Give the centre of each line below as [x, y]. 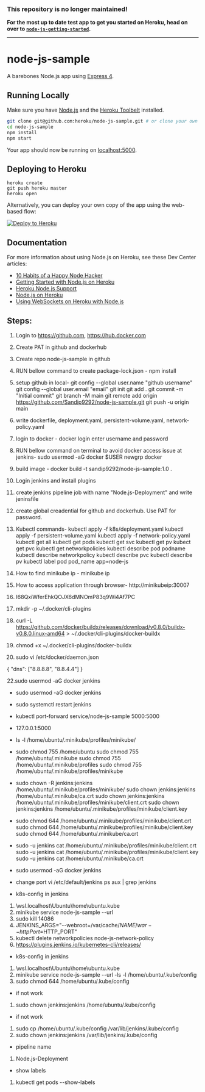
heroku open [22, 194]
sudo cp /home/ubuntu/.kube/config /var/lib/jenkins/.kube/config [97, 1028]
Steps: [19, 321]
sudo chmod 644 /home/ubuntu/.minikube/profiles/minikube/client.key [104, 827]
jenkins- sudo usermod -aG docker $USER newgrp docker [89, 457]
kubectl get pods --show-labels [55, 1082]
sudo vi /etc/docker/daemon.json [57, 657]
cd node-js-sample [30, 127]
